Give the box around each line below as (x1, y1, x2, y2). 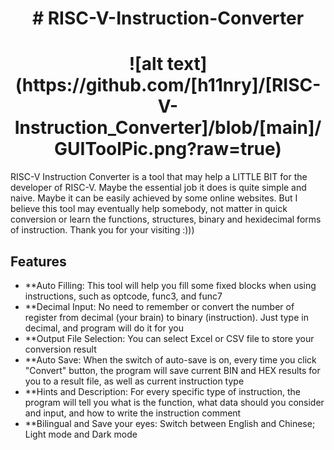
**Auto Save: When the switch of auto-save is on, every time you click (24, 353, 317, 366)
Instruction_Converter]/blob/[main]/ (14, 117, 322, 139)
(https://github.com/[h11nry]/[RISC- (14, 74, 322, 97)
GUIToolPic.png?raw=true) (54, 138, 282, 161)
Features (10, 253, 67, 270)
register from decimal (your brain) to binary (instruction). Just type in (24, 311, 309, 323)
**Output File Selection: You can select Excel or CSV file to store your (24, 332, 315, 344)
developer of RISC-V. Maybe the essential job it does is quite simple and (10, 182, 307, 194)
